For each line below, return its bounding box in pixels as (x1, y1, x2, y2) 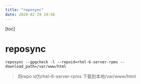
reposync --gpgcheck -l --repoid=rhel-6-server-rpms (5, 59, 118, 65)
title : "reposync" (5, 7, 44, 12)
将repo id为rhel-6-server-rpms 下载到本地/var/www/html (17, 73, 136, 79)
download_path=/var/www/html (5, 64, 66, 69)
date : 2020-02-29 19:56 (5, 12, 55, 17)
